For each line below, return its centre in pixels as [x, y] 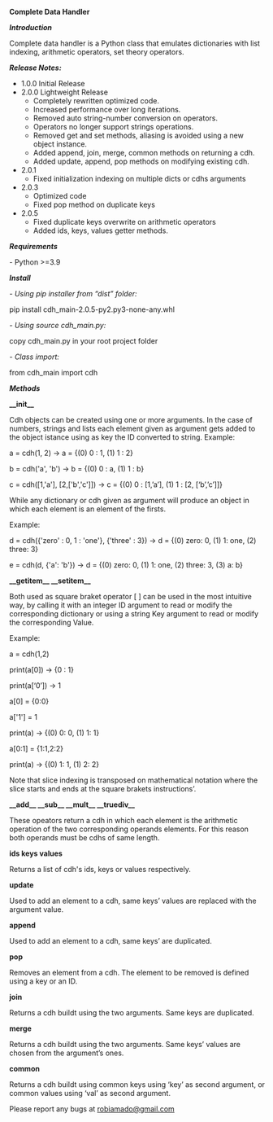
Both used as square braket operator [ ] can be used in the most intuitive [131, 596]
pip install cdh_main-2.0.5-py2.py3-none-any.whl [92, 309]
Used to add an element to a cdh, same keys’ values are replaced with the [133, 901]
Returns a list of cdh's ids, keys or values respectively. [100, 869]
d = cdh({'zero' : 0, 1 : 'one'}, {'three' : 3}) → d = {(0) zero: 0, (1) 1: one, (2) [133, 540]
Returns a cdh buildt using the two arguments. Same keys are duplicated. [132, 1012]
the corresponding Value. [52, 622]
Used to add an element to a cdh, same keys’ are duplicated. [110, 941]
